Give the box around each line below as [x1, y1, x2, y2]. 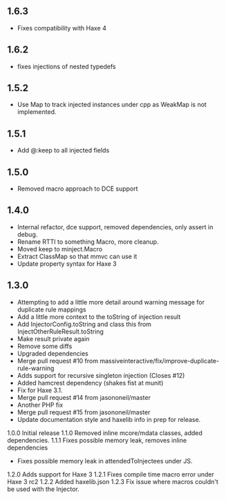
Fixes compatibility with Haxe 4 [17, 23, 107, 32]
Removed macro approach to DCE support [17, 184, 138, 193]
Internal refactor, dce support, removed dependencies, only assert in [17, 222, 214, 231]
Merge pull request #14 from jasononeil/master [17, 393, 151, 401]
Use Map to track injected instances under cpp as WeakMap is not [17, 100, 207, 109]
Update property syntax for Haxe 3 [17, 259, 117, 268]
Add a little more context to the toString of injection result [17, 312, 181, 320]
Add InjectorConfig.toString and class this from [17, 320, 152, 328]
